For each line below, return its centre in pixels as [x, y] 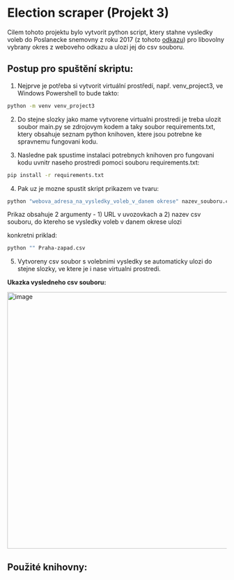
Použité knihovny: [47, 567]
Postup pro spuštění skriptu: [70, 69]
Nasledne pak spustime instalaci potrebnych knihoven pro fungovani [116, 155]
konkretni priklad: [32, 236]
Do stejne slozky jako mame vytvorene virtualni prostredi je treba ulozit [119, 119]
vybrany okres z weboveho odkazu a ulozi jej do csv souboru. [96, 47]
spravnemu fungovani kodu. [57, 142]
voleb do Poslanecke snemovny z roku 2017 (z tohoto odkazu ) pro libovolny [116, 39]
